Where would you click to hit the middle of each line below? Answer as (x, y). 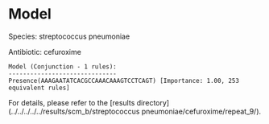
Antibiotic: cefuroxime (45, 52)
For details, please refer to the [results (72, 102)
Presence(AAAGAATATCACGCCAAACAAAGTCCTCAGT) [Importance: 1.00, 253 (124, 81)
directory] (153, 102)
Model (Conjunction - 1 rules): (62, 66)
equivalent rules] (39, 88)
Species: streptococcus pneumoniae (69, 36)
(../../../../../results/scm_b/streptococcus (74, 111)
